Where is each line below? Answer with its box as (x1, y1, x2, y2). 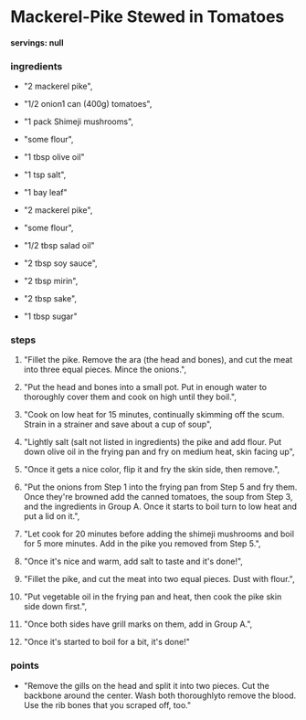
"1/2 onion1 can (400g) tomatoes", (23, 99, 153, 110)
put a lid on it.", (23, 511, 80, 522)
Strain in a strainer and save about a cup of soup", (23, 418, 213, 430)
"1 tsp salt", (23, 169, 67, 180)
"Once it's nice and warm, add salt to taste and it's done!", (23, 556, 243, 567)
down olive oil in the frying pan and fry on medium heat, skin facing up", (23, 446, 295, 458)
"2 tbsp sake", (23, 293, 77, 304)
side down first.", (23, 601, 88, 612)
